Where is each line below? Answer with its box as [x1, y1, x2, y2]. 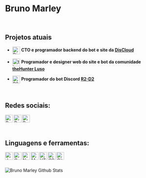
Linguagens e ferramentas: [5, 139, 89, 147]
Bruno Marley [5, 3, 62, 14]
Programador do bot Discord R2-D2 [21, 76, 94, 82]
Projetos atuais [5, 33, 52, 42]
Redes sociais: [5, 101, 50, 110]
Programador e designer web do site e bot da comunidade [21, 59, 141, 65]
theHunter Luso [12, 66, 45, 71]
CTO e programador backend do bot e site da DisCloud [21, 47, 134, 53]
